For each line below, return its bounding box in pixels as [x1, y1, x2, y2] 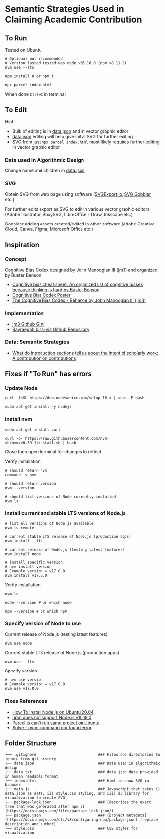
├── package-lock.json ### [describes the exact [5, 800, 152, 805]
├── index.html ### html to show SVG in [5, 778, 149, 783]
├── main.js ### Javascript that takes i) [5, 787, 161, 792]
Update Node [5, 385, 38, 391]
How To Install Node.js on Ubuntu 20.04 [12, 709, 94, 715]
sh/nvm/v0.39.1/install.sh [5, 440, 61, 445]
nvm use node [5, 641, 32, 646]
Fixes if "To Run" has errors [5, 370, 92, 378]
